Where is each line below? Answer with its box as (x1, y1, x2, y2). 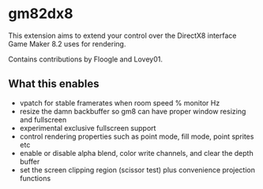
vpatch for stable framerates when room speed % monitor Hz (19, 98, 220, 107)
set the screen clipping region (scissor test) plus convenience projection (19, 165, 255, 174)
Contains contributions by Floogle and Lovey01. (8, 54, 163, 64)
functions (19, 173, 51, 183)
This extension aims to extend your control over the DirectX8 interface (8, 31, 237, 40)
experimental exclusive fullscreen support (19, 123, 156, 132)
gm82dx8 (8, 5, 73, 23)
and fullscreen (19, 115, 67, 124)
